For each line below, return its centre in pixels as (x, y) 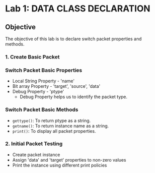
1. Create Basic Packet (32, 57)
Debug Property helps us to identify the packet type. (74, 97)
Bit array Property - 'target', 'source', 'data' (56, 86)
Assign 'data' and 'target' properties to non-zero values (69, 160)
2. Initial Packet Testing (34, 144)
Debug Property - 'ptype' (38, 92)
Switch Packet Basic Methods (42, 110)
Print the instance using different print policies (60, 165)
